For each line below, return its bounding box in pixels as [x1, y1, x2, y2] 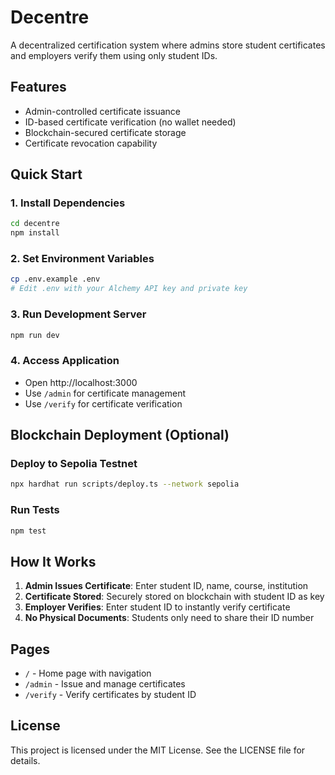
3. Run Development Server [10, 307, 147, 321]
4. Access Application [10, 354, 120, 368]
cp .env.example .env [10, 274, 101, 285]
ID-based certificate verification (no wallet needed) [24, 116, 237, 128]
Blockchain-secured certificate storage [24, 126, 187, 138]
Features [10, 79, 67, 96]
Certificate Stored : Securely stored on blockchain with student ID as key [24, 591, 325, 603]
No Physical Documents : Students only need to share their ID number [24, 612, 315, 624]
